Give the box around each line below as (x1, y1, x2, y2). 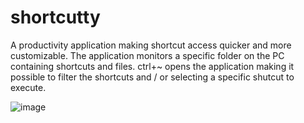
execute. (10, 81, 47, 93)
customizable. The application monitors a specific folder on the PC (10, 49, 285, 61)
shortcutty (10, 6, 101, 29)
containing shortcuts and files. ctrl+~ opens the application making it (10, 60, 295, 72)
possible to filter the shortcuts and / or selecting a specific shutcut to (10, 71, 295, 83)
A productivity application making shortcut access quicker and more (10, 39, 292, 51)
